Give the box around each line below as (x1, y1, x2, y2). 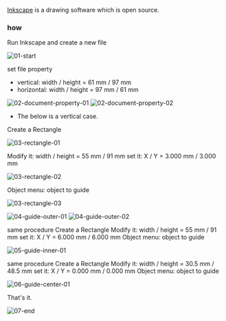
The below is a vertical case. (16, 112, 98, 121)
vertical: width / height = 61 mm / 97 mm (16, 78, 132, 86)
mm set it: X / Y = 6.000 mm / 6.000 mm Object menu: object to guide (7, 233, 205, 241)
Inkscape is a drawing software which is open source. (7, 6, 160, 14)
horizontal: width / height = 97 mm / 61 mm (16, 86, 139, 94)
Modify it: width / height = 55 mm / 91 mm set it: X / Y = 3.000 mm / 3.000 (7, 152, 216, 160)
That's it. (7, 294, 32, 302)
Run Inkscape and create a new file (7, 38, 107, 47)
